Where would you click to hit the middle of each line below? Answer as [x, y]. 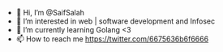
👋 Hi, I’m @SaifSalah [50, 13]
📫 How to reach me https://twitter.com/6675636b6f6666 [112, 39]
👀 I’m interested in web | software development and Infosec [116, 21]
